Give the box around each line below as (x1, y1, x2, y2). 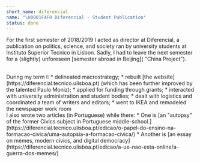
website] (153, 73, 175, 81)
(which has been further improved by (101, 80, 193, 87)
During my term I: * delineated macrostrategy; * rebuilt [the (6, 73, 153, 81)
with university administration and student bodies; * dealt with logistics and (6, 92, 193, 99)
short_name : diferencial (6, 8, 68, 15)
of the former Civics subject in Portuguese (6, 118, 112, 125)
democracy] (100, 137, 130, 144)
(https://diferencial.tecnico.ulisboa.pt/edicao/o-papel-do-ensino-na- (6, 124, 176, 132)
